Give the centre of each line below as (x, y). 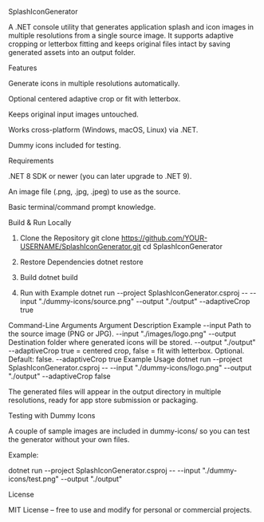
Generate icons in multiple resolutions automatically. (94, 83)
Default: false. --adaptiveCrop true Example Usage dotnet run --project (125, 359)
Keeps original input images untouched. (74, 114)
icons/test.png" (34, 479)
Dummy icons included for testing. (65, 145)
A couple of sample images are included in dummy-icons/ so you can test (129, 431)
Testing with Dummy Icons (52, 415)
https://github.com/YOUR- (164, 238)
